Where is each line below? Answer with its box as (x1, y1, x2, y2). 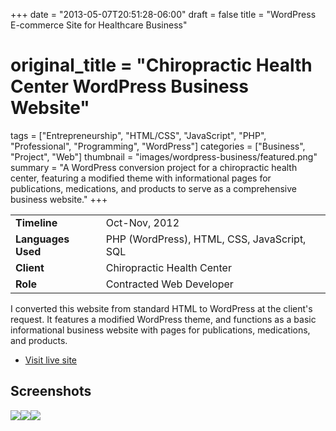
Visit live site (24, 354, 78, 366)
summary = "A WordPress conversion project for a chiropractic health (10, 161, 298, 173)
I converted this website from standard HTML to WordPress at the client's (10, 302, 313, 314)
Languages (15, 232, 70, 246)
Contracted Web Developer (105, 277, 234, 291)
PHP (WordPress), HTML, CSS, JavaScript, (105, 232, 307, 246)
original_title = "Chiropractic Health (10, 54, 313, 77)
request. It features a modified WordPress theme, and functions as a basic (10, 313, 317, 325)
